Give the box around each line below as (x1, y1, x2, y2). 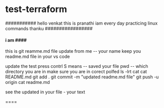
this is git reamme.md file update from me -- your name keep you (5, 48, 141, 54)
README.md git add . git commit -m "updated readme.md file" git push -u (5, 74, 159, 80)
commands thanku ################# (5, 25, 93, 31)
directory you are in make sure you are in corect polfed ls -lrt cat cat (5, 69, 147, 75)
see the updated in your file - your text (5, 89, 85, 95)
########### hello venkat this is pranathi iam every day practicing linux (5, 20, 158, 26)
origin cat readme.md (5, 79, 50, 85)
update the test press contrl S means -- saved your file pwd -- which (5, 63, 148, 69)
